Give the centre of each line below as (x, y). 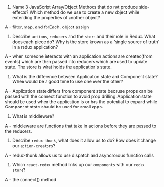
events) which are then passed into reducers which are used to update (76, 62)
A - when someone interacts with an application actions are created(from (79, 56)
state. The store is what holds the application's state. (58, 67)
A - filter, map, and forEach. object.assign (47, 27)
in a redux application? (35, 47)
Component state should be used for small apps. (54, 107)
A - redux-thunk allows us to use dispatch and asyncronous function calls (80, 155)
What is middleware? (33, 116)
